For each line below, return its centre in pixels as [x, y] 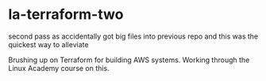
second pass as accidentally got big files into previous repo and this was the [133, 36]
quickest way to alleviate [48, 44]
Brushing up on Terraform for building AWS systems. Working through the [129, 60]
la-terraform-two [66, 15]
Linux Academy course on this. [59, 68]
